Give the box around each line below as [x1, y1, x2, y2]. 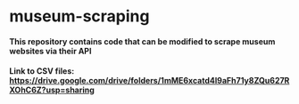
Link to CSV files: [9, 66, 75, 76]
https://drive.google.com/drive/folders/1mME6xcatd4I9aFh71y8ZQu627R [9, 76, 290, 86]
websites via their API [9, 45, 92, 56]
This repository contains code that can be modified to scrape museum [9, 36, 276, 46]
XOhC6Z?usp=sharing [9, 84, 96, 95]
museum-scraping [9, 6, 150, 27]
